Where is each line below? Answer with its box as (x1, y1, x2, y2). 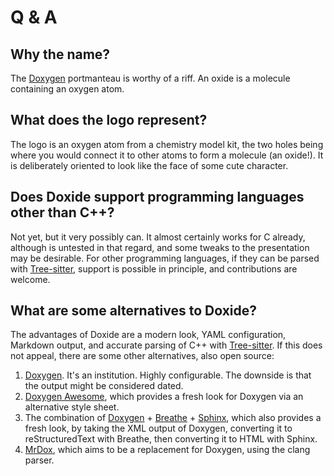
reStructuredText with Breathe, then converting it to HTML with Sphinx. (24, 433, 318, 445)
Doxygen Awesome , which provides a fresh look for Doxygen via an (24, 391, 304, 403)
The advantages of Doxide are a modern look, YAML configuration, (10, 329, 287, 341)
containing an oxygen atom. (10, 83, 125, 95)
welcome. (10, 273, 51, 285)
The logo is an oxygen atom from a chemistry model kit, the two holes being (10, 138, 324, 150)
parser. (24, 454, 55, 466)
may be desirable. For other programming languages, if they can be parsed (10, 252, 320, 264)
